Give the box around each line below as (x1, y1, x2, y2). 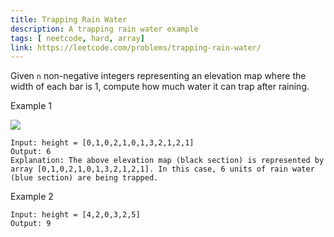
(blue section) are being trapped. (10, 173, 159, 183)
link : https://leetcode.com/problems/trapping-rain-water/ (10, 42, 262, 53)
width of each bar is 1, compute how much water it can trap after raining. (10, 81, 310, 93)
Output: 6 (10, 147, 52, 157)
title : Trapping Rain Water (10, 14, 128, 25)
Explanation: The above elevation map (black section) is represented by (10, 156, 325, 166)
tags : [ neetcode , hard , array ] (10, 33, 145, 43)
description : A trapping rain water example (10, 24, 199, 34)
